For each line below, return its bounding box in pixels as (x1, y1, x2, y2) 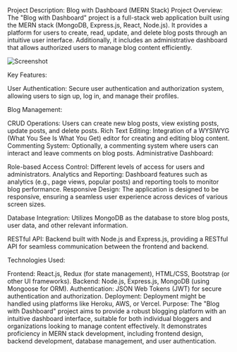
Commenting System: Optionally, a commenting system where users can (7, 142, 219, 150)
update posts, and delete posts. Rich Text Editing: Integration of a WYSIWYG (7, 127, 230, 134)
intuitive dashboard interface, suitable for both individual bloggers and (7, 315, 212, 322)
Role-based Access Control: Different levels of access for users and (7, 163, 205, 171)
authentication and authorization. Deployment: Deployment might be (7, 292, 206, 300)
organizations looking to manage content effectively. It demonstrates (7, 322, 207, 330)
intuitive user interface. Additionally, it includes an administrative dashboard (7, 36, 228, 44)
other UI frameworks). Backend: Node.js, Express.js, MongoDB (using (7, 277, 210, 285)
